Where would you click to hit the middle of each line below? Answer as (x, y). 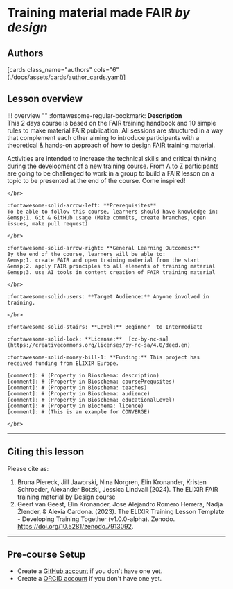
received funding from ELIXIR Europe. (63, 363)
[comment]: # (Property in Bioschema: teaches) (77, 387)
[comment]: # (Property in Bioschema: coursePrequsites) (91, 382)
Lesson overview (45, 99)
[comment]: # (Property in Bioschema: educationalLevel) (91, 400)
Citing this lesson (46, 452)
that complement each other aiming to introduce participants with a (103, 137)
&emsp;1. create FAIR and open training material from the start (103, 260)
